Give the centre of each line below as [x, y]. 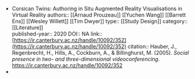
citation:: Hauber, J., [152, 46]
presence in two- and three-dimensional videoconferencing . [86, 59]
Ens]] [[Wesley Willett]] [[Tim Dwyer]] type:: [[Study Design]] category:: [100, 21]
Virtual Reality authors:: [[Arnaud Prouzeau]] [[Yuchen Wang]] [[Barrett [99, 15]
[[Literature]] [27, 27]
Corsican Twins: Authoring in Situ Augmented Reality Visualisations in [97, 9]
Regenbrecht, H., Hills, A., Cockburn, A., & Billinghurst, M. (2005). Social [100, 53]
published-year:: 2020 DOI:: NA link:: [57, 34]
